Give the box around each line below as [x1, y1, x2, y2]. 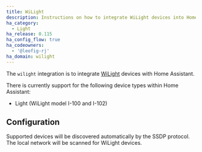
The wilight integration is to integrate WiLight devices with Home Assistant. [6, 70, 195, 77]
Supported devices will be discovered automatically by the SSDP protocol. [6, 133, 191, 140]
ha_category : [6, 20, 39, 26]
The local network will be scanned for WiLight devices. [6, 139, 142, 147]
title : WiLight [6, 8, 44, 15]
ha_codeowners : [6, 43, 44, 49]
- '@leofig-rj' [11, 48, 50, 54]
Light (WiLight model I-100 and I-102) [14, 100, 108, 107]
